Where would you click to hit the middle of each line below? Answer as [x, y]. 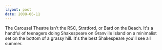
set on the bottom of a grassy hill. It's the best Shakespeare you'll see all [78, 38]
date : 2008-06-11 [23, 14]
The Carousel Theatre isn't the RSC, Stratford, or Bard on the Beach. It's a [79, 28]
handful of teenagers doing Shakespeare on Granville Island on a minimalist [81, 33]
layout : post [18, 9]
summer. [14, 43]
